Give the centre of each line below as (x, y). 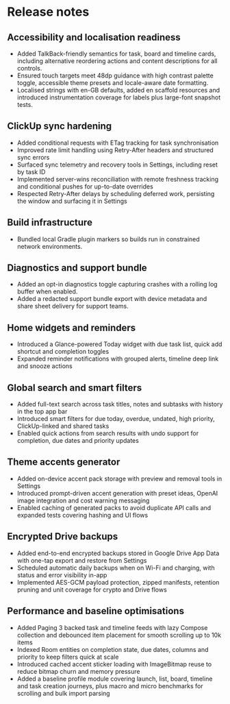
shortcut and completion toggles (63, 352)
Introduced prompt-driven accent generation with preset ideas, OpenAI (117, 493)
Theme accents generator (64, 462)
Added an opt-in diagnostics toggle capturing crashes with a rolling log (117, 284)
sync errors (33, 157)
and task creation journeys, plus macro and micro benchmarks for (110, 685)
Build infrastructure (50, 222)
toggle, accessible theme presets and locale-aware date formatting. (113, 83)
